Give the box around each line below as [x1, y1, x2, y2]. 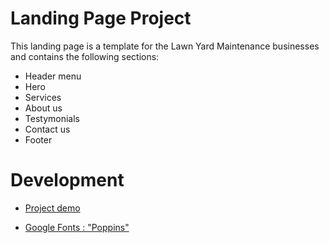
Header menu [24, 70, 82, 82]
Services [24, 91, 62, 103]
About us [24, 102, 63, 114]
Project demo [24, 202, 81, 214]
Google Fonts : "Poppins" [24, 221, 130, 233]
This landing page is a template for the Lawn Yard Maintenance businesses [10, 40, 320, 52]
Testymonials [24, 112, 80, 124]
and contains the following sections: [10, 50, 160, 62]
